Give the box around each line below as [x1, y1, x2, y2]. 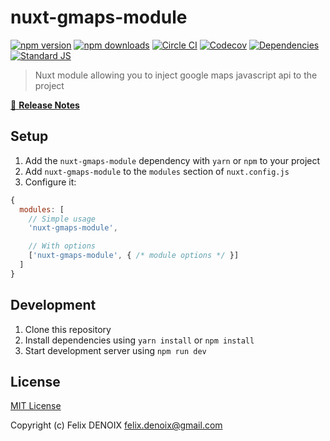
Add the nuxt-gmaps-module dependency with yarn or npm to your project [24, 154, 321, 166]
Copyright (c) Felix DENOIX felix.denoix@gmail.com [10, 419, 223, 431]
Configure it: [24, 176, 77, 188]
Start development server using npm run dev [24, 344, 207, 356]
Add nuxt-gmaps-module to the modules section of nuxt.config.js [24, 165, 290, 177]
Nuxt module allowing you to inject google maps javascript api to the [34, 69, 318, 81]
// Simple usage [28, 214, 97, 224]
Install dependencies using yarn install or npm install [24, 334, 255, 346]
